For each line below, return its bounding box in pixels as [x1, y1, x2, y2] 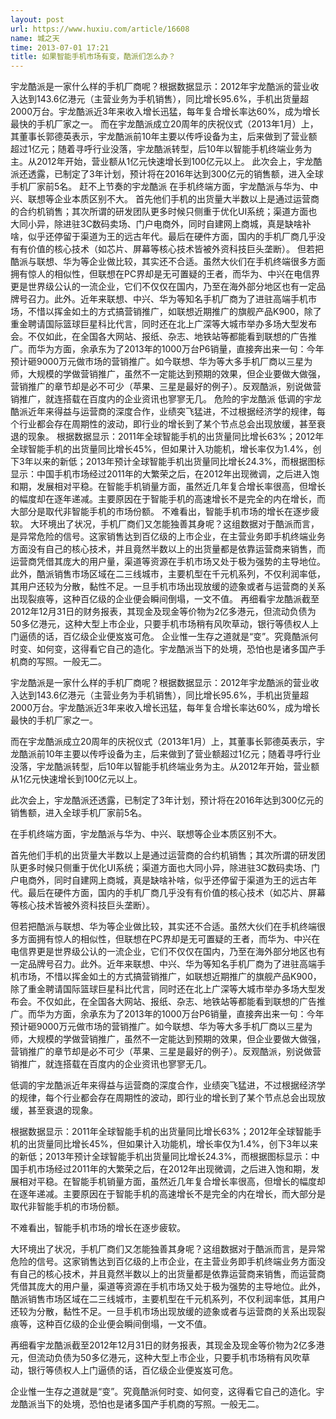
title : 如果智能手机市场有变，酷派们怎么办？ [10, 52, 177, 62]
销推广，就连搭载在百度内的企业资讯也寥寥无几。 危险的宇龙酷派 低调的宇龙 [10, 393, 322, 405]
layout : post [10, 14, 65, 25]
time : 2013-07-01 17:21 [10, 42, 110, 53]
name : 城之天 [10, 33, 60, 43]
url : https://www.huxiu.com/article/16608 [10, 24, 190, 34]
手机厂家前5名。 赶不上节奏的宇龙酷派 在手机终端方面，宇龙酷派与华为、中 [10, 181, 319, 193]
